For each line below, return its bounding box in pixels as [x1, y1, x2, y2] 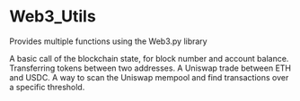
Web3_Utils [9, 6, 96, 27]
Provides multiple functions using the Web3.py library [9, 36, 208, 46]
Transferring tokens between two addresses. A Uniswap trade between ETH [9, 63, 292, 73]
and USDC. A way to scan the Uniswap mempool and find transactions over [9, 72, 289, 82]
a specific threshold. [9, 81, 85, 92]
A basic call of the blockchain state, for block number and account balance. [9, 53, 289, 63]
